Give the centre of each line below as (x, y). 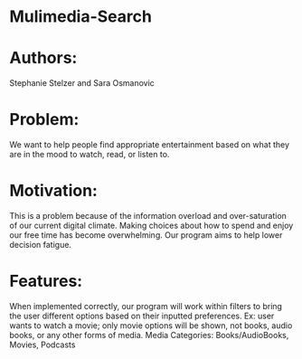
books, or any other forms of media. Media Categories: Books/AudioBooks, (149, 335)
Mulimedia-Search (80, 17)
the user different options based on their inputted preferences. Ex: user (142, 316)
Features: (46, 281)
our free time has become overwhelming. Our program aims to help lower (146, 235)
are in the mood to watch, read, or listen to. (90, 155)
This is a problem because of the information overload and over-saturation (148, 216)
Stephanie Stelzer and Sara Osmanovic (82, 83)
